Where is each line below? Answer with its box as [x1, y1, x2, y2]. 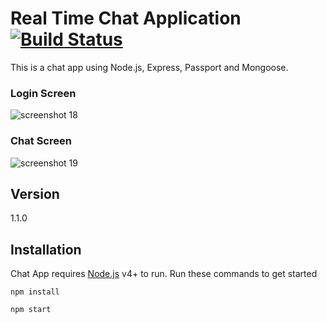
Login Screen [10, 86, 77, 100]
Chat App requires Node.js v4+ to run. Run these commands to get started [10, 268, 318, 280]
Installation [10, 241, 82, 258]
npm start [10, 305, 52, 315]
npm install [10, 287, 60, 297]
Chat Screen [10, 134, 72, 148]
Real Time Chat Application [10, 7, 242, 30]
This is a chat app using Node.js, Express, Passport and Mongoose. [10, 61, 289, 73]
